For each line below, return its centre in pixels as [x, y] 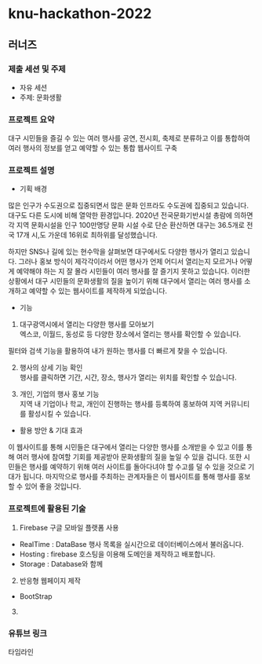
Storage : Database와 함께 [61, 563]
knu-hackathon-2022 [80, 14]
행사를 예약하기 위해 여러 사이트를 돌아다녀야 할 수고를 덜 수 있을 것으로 [138, 467]
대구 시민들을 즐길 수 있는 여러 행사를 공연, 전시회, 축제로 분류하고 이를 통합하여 [129, 138]
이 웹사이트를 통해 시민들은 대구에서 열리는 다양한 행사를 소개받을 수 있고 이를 [126, 447]
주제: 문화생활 [41, 97]
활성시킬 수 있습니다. [60, 414]
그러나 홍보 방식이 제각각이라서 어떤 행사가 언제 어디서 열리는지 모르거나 [128, 262]
